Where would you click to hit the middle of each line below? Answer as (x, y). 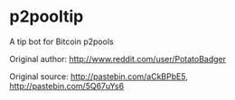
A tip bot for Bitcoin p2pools (62, 41)
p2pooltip (47, 17)
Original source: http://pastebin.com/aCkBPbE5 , (99, 76)
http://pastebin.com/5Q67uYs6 (67, 86)
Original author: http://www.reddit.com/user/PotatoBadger (118, 59)
